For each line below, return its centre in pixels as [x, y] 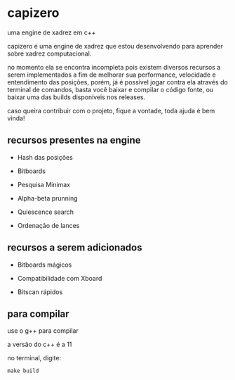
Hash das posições [45, 157]
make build [23, 371]
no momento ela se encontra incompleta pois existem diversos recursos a [114, 67]
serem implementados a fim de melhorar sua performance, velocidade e [112, 75]
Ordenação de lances [48, 225]
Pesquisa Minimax [44, 184]
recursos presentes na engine [74, 140]
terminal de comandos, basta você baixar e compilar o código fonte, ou [110, 89]
